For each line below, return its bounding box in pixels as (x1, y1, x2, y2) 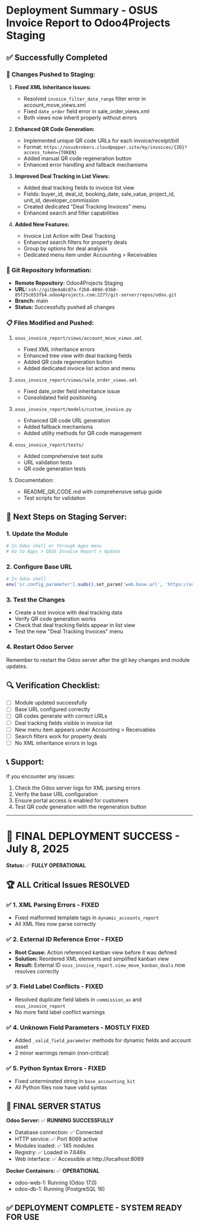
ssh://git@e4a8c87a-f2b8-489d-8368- (28, 287, 119, 293)
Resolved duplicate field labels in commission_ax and (14, 996, 142, 1003)
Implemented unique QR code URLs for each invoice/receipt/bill (23, 137, 179, 144)
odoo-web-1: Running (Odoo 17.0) (14, 1179, 97, 1186)
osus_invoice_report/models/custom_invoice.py (14, 407, 132, 413)
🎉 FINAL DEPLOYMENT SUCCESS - (6, 829, 180, 843)
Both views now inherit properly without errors (23, 114, 137, 121)
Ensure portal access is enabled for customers (14, 797, 129, 804)
